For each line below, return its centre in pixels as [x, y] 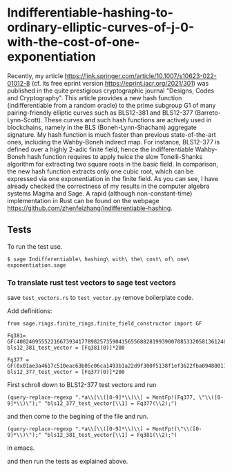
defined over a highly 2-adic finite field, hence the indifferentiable [100, 149]
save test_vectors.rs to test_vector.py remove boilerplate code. [100, 298]
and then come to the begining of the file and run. [78, 417]
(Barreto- [207, 113]
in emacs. [21, 448]
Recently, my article [35, 76]
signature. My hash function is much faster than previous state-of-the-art [112, 134]
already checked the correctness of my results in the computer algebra [108, 186]
